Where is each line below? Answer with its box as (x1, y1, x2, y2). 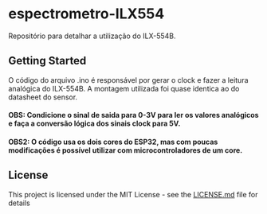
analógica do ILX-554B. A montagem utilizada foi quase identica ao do (8, 84, 240, 93)
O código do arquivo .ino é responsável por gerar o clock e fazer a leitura (8, 75, 249, 84)
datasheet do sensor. (8, 92, 78, 102)
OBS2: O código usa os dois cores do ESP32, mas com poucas (8, 137, 218, 146)
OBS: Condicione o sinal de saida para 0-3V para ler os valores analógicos (8, 111, 259, 120)
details (8, 198, 30, 208)
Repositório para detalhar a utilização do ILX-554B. (8, 31, 176, 41)
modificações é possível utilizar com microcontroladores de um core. (8, 145, 243, 155)
